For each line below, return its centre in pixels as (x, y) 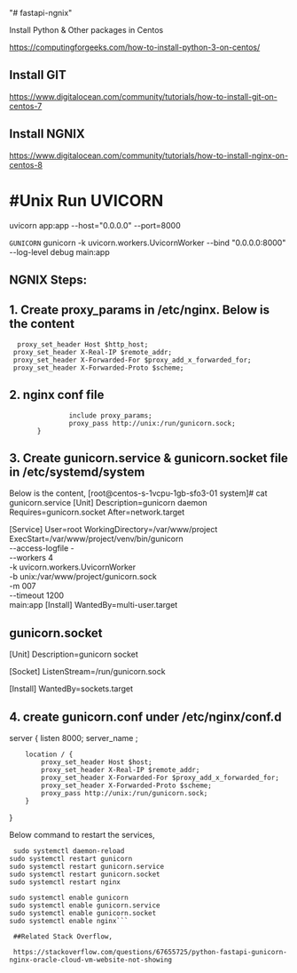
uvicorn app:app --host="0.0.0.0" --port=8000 (95, 225)
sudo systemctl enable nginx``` (69, 921)
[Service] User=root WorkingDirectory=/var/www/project (113, 530)
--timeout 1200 (37, 595)
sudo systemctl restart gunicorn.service (87, 867)
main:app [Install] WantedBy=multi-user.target (94, 605)
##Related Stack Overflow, (63, 937)
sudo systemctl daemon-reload (69, 851)
